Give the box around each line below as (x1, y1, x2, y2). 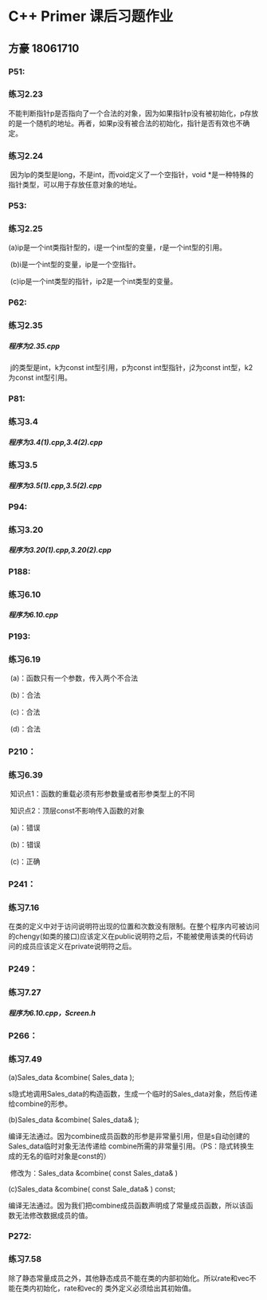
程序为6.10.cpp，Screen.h (8, 1008, 96, 1018)
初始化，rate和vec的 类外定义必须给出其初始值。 (35, 1283, 196, 1293)
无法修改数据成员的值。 (14, 1210, 92, 1220)
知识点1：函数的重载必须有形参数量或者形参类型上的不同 (10, 789, 195, 798)
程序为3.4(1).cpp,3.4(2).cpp (8, 437, 104, 447)
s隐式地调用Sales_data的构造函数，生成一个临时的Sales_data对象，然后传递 (8, 1089, 257, 1098)
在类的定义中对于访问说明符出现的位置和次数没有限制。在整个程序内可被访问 (8, 922, 260, 932)
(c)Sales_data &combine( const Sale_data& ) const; (8, 1184, 176, 1193)
